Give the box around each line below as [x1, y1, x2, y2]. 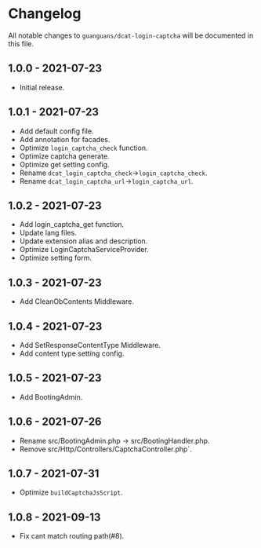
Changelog [8, 5, 82, 23]
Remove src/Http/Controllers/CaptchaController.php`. [19, 444, 192, 454]
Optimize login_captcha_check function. [19, 143, 148, 152]
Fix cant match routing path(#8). [19, 532, 125, 541]
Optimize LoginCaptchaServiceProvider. [19, 245, 149, 254]
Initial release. [19, 82, 65, 92]
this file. [8, 38, 34, 48]
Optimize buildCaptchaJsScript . [19, 488, 123, 497]
